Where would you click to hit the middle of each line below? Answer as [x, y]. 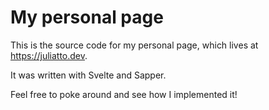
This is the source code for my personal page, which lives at [134, 45]
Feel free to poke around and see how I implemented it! [124, 94]
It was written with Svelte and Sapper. [88, 75]
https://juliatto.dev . [49, 55]
